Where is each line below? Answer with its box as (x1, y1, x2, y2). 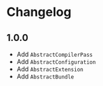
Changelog (6, 4, 72, 20)
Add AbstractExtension (16, 65, 84, 73)
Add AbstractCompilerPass (16, 50, 93, 58)
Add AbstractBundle (16, 72, 74, 80)
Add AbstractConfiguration (16, 58, 96, 66)
